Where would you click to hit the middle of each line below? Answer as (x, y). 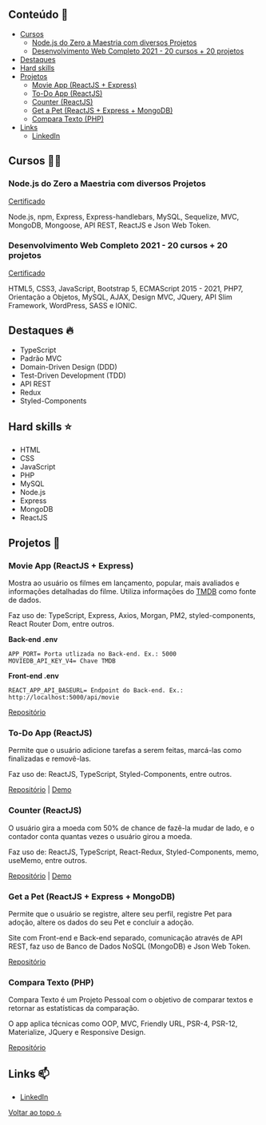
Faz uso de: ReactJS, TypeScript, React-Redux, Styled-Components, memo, (134, 852)
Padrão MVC (41, 358)
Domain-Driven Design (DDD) (68, 366)
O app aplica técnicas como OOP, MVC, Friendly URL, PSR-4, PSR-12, (123, 1024)
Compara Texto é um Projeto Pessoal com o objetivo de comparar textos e (131, 1000)
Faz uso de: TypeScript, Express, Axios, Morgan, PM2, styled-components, (132, 616)
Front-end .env (34, 676)
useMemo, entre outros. (48, 860)
